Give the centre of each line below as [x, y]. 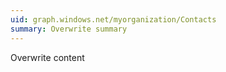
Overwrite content [47, 57]
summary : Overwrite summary [69, 29]
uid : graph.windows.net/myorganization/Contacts [113, 19]
